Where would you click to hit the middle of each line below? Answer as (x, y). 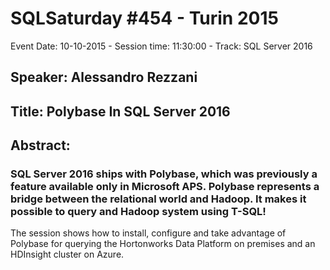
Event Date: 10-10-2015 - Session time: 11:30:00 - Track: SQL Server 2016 (161, 46)
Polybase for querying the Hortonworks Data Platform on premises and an (163, 244)
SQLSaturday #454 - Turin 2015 (144, 18)
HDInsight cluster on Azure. (67, 254)
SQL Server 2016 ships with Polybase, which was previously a (164, 174)
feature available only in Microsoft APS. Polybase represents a (165, 187)
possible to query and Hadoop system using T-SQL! (138, 212)
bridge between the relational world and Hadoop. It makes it (158, 199)
